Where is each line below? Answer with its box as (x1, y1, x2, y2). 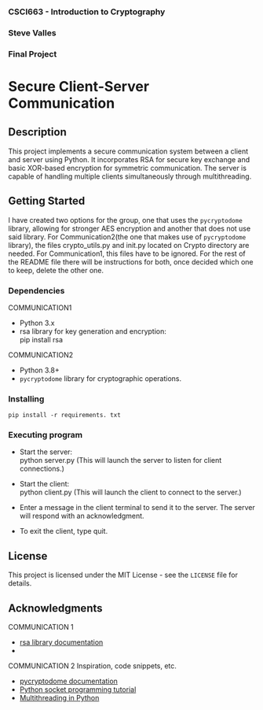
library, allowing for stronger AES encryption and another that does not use (8, 224, 251, 233)
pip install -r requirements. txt (8, 412, 122, 420)
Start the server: (19, 447, 73, 457)
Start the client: (19, 479, 70, 489)
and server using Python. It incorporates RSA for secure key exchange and (8, 154, 250, 164)
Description (8, 125, 67, 139)
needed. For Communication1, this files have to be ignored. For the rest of (8, 249, 246, 258)
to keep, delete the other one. (8, 265, 104, 275)
